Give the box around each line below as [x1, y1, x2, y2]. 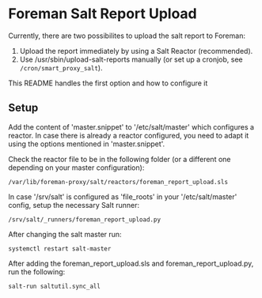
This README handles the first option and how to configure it [8, 78, 208, 88]
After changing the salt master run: [8, 229, 122, 239]
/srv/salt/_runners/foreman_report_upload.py [8, 215, 161, 224]
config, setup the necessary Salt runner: [8, 200, 140, 209]
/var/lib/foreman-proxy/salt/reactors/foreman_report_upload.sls [8, 178, 228, 186]
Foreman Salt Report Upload [8, 5, 198, 23]
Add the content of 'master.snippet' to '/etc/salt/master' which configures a [8, 122, 255, 131]
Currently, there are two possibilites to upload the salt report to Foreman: [8, 31, 245, 40]
